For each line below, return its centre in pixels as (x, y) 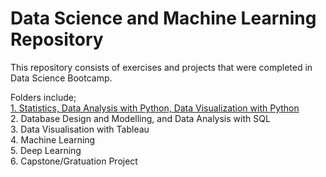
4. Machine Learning (53, 139)
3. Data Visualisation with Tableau (80, 129)
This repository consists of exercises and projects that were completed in (161, 67)
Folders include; (43, 97)
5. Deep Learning (46, 150)
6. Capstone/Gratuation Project (74, 161)
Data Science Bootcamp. (61, 78)
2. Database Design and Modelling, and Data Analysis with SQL (140, 118)
